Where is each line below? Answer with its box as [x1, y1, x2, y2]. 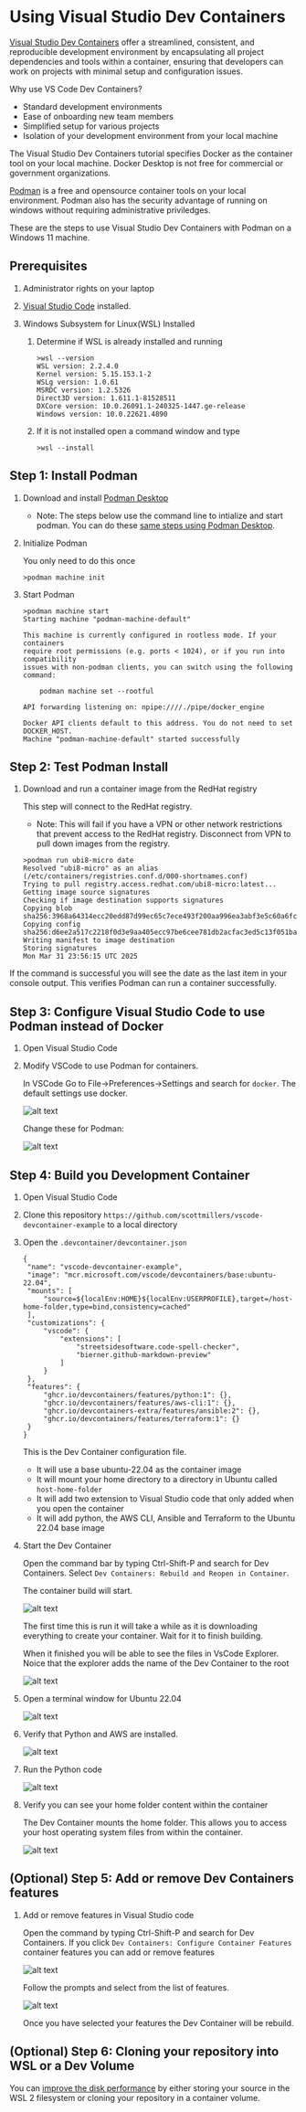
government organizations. [9, 167, 111, 178]
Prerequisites [9, 259, 88, 274]
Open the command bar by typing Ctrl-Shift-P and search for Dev [22, 1558, 269, 1568]
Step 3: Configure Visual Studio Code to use [9, 1003, 266, 1020]
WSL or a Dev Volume [9, 2058, 135, 2074]
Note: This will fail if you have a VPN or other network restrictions [36, 819, 283, 830]
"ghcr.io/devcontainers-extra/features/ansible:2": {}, [43, 1406, 261, 1416]
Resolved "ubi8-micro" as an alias [22, 864, 159, 874]
